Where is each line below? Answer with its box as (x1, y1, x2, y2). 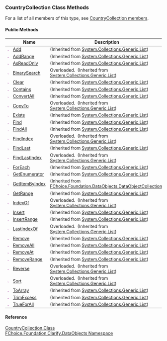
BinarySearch (12, 70, 41, 76)
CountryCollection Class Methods (5, 4, 89, 11)
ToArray (12, 287, 29, 293)
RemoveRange (12, 256, 43, 262)
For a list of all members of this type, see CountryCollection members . (5, 15, 149, 21)
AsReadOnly (12, 60, 38, 66)
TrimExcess (12, 294, 37, 300)
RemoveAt (12, 249, 34, 255)
